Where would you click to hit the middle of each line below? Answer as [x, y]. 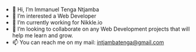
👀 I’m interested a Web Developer [54, 16]
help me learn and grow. [42, 35]
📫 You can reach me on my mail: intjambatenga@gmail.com [88, 42]
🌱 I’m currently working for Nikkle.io [57, 22]
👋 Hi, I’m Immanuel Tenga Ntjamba [56, 9]
